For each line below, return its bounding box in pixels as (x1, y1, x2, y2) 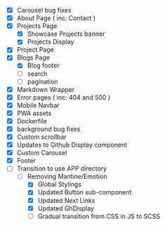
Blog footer (27, 61, 60, 69)
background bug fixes (16, 124, 81, 133)
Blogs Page (16, 53, 51, 62)
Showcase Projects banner (27, 29, 105, 38)
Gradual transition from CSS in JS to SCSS (37, 212, 161, 220)
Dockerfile (16, 117, 47, 125)
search (27, 69, 48, 78)
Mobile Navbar (16, 101, 60, 109)
